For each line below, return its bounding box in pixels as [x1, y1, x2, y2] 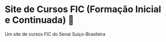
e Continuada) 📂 [5, 14, 74, 26]
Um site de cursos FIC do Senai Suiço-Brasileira [5, 31, 105, 37]
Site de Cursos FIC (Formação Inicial [5, 4, 161, 15]
